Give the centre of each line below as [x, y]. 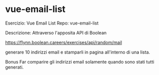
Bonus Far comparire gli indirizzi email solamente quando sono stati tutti [80, 61]
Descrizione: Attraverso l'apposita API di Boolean [56, 32]
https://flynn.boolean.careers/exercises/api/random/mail [64, 42]
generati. [15, 67]
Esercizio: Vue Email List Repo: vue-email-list [52, 23]
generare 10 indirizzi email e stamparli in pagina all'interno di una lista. [78, 52]
